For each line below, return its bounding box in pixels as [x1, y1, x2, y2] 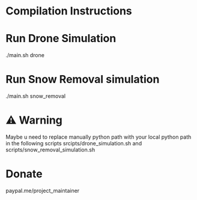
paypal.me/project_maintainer [5, 187, 80, 194]
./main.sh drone [5, 52, 44, 59]
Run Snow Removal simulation [5, 73, 160, 86]
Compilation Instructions [5, 4, 133, 18]
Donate [5, 167, 43, 181]
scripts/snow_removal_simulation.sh [5, 146, 95, 153]
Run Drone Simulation [5, 32, 117, 46]
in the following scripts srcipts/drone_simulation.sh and [5, 140, 142, 147]
